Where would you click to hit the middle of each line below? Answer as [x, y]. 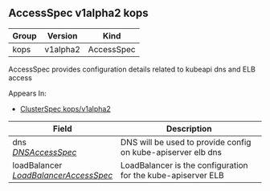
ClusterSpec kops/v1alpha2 [65, 108]
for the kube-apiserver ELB [172, 175]
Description [189, 128]
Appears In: [27, 93]
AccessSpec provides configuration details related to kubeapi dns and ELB [132, 69]
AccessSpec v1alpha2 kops [78, 13]
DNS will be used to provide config [186, 142]
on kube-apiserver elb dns [171, 152]
